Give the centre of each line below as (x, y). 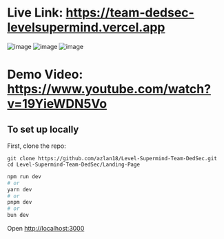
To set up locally (43, 129)
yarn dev (20, 189)
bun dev (18, 216)
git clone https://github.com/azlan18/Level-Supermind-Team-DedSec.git (112, 158)
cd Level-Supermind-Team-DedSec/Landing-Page (73, 164)
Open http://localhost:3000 (46, 229)
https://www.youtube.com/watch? (109, 89)
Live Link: (35, 13)
